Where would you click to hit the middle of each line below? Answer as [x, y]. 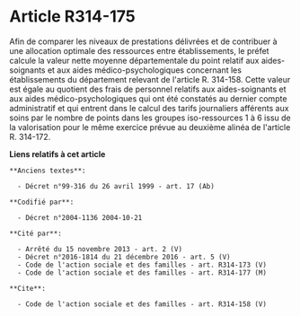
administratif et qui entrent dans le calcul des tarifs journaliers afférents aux [149, 108]
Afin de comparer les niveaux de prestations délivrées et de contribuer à [143, 41]
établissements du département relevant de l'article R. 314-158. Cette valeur [150, 79]
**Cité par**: [36, 233]
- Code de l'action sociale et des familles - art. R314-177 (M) [142, 272]
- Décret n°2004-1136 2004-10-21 [80, 217]
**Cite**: [28, 288]
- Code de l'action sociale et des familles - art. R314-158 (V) [142, 304]
